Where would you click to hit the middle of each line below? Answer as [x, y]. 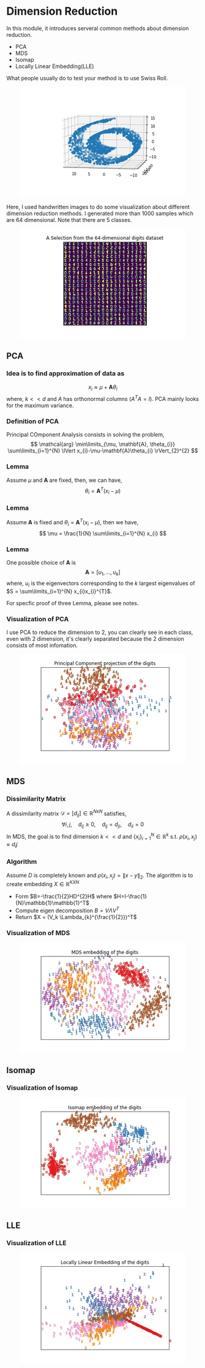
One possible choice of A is [41, 563]
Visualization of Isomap [42, 1088]
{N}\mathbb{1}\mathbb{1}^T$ [52, 903]
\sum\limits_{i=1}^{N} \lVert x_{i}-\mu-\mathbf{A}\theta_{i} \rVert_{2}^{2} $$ [103, 451]
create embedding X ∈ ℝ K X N [43, 883]
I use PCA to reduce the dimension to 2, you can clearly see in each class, [100, 632]
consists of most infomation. [42, 646]
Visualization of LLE [36, 1243]
